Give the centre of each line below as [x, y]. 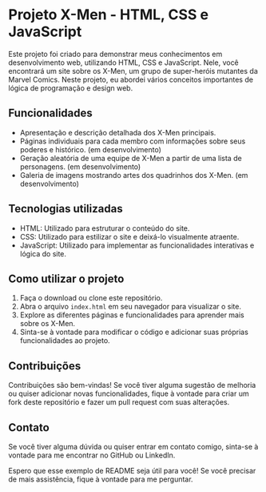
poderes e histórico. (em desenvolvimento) [91, 149]
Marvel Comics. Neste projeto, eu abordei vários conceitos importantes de [131, 79]
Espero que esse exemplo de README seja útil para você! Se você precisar [132, 471]
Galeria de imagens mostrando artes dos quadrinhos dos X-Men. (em [134, 175]
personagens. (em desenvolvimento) [80, 167]
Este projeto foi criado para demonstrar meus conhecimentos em [115, 54]
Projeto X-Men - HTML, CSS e [109, 15]
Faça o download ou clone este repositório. [91, 298]
